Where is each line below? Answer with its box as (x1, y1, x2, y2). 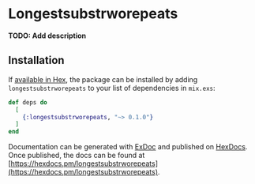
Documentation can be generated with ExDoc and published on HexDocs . (8, 142, 248, 152)
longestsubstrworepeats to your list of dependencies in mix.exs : (8, 83, 216, 92)
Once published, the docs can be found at (8, 151, 145, 160)
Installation (8, 54, 65, 67)
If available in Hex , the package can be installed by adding (8, 74, 198, 84)
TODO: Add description (8, 31, 87, 40)
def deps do (8, 98, 47, 107)
